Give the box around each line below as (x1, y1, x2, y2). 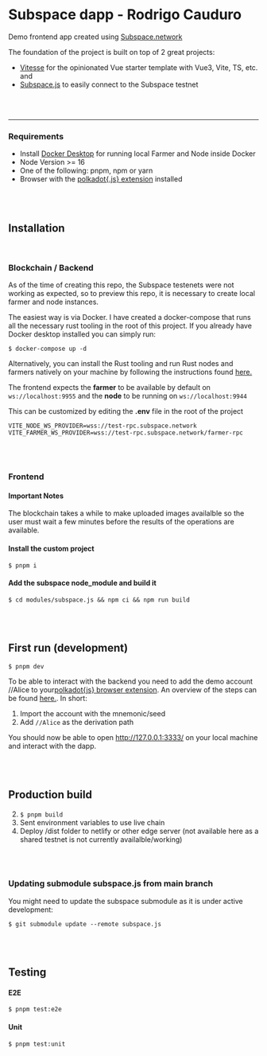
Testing (8, 965, 47, 980)
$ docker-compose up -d (8, 345, 87, 353)
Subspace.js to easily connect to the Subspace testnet (19, 80, 199, 89)
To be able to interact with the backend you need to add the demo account (8, 676, 253, 686)
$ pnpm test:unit (8, 1040, 66, 1048)
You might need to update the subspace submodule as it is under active (8, 896, 244, 906)
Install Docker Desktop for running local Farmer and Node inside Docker (19, 149, 256, 158)
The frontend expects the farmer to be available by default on (8, 383, 211, 392)
